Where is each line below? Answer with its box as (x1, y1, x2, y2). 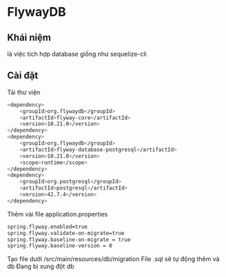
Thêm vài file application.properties (7, 209, 108, 218)
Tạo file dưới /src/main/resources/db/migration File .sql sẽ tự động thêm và (7, 255, 220, 263)
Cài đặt (7, 70, 39, 81)
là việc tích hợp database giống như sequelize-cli (7, 50, 147, 58)
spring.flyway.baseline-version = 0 (7, 243, 112, 249)
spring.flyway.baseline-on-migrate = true (7, 236, 131, 243)
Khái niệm (7, 32, 52, 43)
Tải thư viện (7, 88, 41, 96)
